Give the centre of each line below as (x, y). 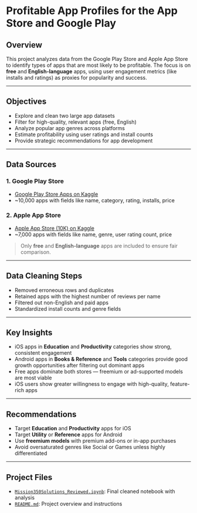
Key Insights (29, 333)
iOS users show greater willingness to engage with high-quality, (91, 384)
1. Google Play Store (35, 181)
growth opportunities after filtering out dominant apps (79, 365)
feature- (180, 384)
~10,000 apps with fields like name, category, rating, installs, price (94, 200)
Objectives (26, 102)
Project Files (29, 477)
